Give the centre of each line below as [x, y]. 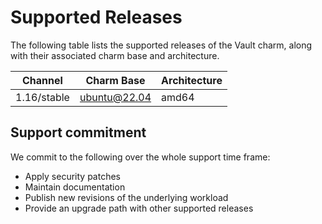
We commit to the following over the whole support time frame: [140, 157]
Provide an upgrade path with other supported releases [139, 208]
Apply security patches [72, 176]
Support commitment [78, 132]
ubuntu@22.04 [115, 97]
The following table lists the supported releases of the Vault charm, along [161, 45]
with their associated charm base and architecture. [115, 55]
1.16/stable [42, 97]
